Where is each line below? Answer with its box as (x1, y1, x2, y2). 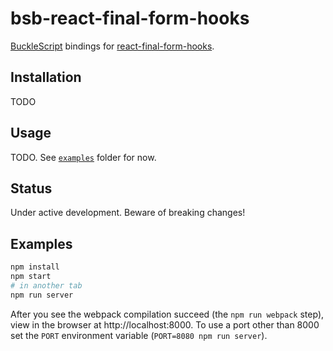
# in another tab (10, 280, 83, 291)
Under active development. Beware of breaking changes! (10, 207, 246, 219)
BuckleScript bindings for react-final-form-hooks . (10, 40, 215, 52)
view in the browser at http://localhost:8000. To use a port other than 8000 (10, 318, 320, 331)
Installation (10, 69, 82, 86)
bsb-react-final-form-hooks (10, 7, 250, 30)
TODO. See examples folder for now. (10, 151, 157, 163)
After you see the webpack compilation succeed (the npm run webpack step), (10, 308, 325, 320)
